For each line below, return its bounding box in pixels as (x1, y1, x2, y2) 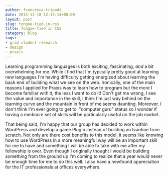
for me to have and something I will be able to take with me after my (5, 142, 145, 148)
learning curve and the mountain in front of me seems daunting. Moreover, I (5, 101, 162, 107)
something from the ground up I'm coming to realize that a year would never (5, 153, 163, 159)
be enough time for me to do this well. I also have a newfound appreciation (5, 158, 159, 164)
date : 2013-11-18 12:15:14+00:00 (5, 12, 75, 17)
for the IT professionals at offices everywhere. (5, 164, 101, 170)
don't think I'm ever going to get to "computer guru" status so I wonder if (5, 106, 157, 112)
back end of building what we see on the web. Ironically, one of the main (5, 79, 155, 85)
